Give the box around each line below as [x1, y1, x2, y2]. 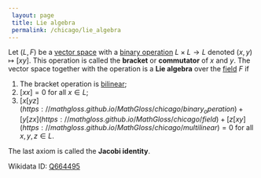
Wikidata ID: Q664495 [8, 162, 81, 171]
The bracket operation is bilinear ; [19, 79, 127, 89]
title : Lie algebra [11, 19, 76, 27]
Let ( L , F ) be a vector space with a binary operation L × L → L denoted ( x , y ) [8, 48, 253, 57]
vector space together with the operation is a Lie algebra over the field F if [8, 64, 249, 74]
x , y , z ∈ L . [19, 131, 55, 141]
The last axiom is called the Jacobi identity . [8, 147, 151, 156]
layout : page [11, 11, 55, 20]
